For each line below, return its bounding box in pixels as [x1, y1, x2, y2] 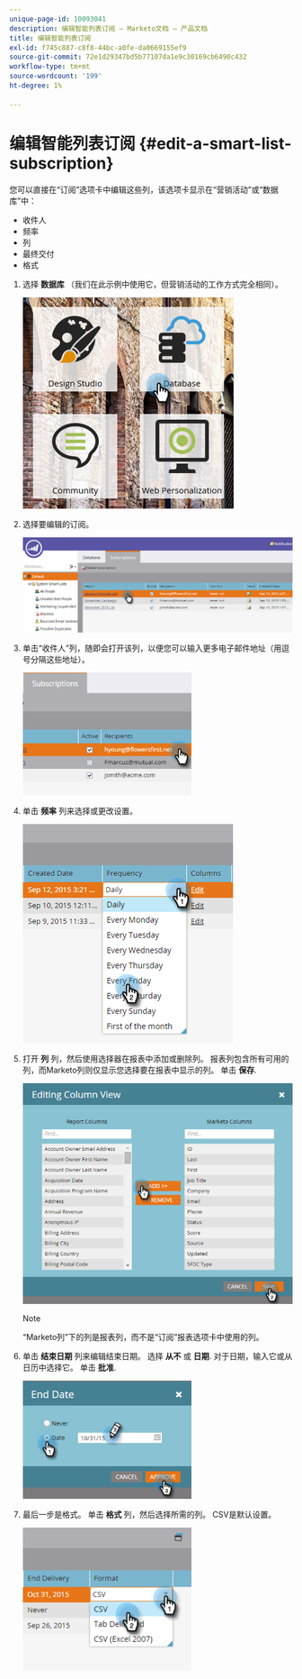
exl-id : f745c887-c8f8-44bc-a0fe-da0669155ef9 [9, 43, 187, 52]
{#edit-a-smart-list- [138, 133, 292, 153]
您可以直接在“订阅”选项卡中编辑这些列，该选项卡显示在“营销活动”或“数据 [9, 184, 279, 195]
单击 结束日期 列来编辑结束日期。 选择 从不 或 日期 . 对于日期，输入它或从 [22, 1351, 293, 1362]
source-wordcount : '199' [9, 72, 102, 81]
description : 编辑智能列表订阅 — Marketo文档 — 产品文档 [9, 23, 209, 33]
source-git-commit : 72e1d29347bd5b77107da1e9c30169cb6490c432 [9, 52, 247, 62]
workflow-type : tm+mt [9, 62, 91, 71]
